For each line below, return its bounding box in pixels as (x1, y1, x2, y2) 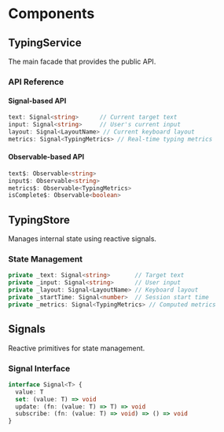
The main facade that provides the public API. (8, 57, 156, 66)
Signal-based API (8, 96, 67, 105)
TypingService (8, 36, 82, 49)
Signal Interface (8, 363, 71, 374)
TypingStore (8, 213, 71, 226)
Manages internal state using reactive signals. (8, 234, 157, 243)
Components (8, 5, 95, 23)
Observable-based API (8, 152, 85, 162)
